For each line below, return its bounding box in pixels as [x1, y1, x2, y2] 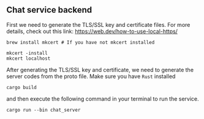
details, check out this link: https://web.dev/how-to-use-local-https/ [6, 27, 178, 35]
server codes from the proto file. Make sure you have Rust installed [6, 73, 176, 80]
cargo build [6, 84, 37, 90]
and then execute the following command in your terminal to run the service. [6, 95, 199, 103]
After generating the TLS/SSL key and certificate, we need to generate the [6, 66, 194, 73]
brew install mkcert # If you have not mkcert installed [6, 39, 155, 45]
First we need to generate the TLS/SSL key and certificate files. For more [6, 21, 191, 28]
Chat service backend [6, 5, 93, 15]
